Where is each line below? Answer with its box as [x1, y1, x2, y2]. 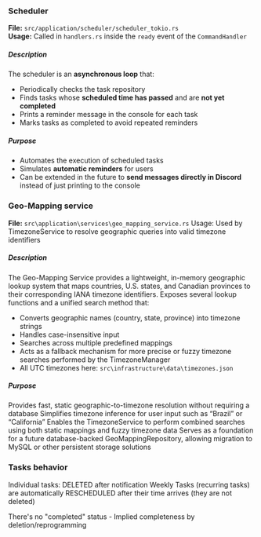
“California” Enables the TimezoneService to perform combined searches [8, 418, 245, 427]
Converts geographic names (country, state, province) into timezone [19, 312, 241, 323]
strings [19, 321, 42, 331]
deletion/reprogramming [8, 520, 87, 529]
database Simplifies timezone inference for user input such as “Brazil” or [8, 409, 243, 418]
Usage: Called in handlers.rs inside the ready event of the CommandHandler [8, 31, 247, 41]
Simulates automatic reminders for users [19, 164, 154, 174]
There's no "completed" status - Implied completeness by [8, 512, 195, 521]
